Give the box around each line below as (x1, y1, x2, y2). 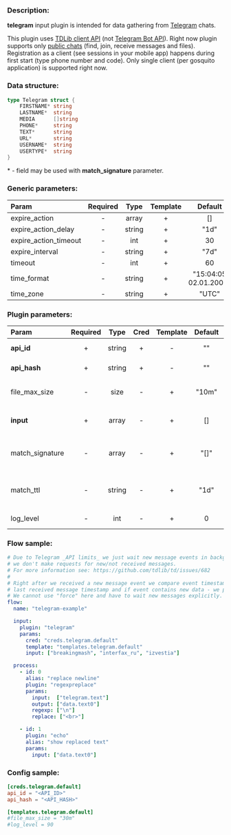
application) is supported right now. (7, 64, 108, 72)
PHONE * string (19, 123, 72, 129)
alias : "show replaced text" (25, 739, 109, 746)
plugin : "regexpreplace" (25, 681, 97, 688)
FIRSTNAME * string (19, 103, 72, 110)
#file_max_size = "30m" (7, 815, 76, 822)
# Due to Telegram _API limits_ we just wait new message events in (7, 554, 208, 561)
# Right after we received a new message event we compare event (7, 580, 198, 586)
